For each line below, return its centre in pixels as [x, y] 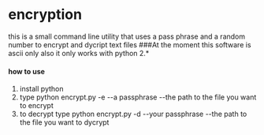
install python [41, 89]
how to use [27, 71]
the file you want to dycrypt [64, 122]
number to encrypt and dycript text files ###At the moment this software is [130, 44]
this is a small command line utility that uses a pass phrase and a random [127, 36]
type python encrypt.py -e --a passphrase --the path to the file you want [138, 97]
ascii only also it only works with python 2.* [79, 53]
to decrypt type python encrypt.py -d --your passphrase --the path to [133, 114]
